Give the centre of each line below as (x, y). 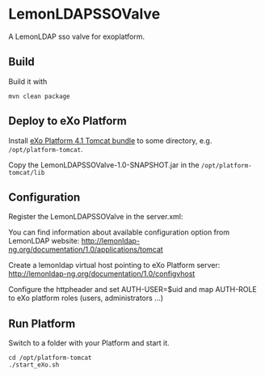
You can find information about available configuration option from (119, 232)
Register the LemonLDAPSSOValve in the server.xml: (96, 217)
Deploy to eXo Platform (67, 121)
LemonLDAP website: (44, 241)
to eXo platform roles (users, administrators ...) (86, 298)
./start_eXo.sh (34, 365)
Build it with (28, 81)
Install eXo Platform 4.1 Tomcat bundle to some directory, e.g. (110, 140)
